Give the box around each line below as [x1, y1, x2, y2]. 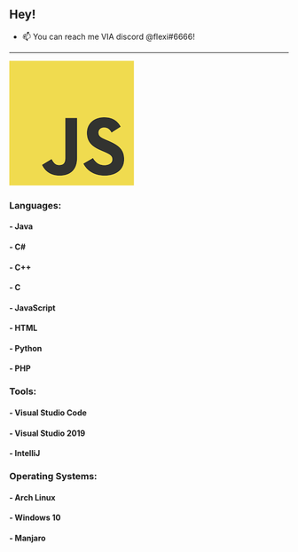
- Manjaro [9, 532, 46, 543]
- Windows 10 [9, 512, 61, 523]
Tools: [9, 385, 37, 398]
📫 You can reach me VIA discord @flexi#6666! [21, 31, 195, 42]
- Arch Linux [9, 492, 56, 502]
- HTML [9, 323, 38, 334]
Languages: [9, 199, 62, 211]
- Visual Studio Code [9, 407, 87, 418]
